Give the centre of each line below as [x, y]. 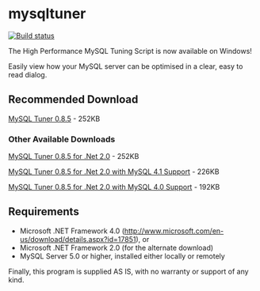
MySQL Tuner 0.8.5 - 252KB [54, 119]
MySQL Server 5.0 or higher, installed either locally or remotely [122, 256]
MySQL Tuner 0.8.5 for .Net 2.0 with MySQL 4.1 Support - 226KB [114, 172]
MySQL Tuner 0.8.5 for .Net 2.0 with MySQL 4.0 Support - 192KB [114, 187]
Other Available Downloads [62, 139]
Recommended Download [73, 100]
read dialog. [28, 74]
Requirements [44, 212]
